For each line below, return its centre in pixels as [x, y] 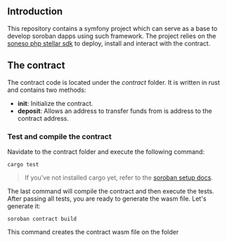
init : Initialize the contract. [55, 103]
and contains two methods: [47, 90]
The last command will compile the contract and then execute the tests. [111, 191]
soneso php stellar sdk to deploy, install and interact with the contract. [109, 43]
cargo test [23, 164]
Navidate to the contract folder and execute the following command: [106, 152]
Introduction [35, 12]
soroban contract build [42, 219]
